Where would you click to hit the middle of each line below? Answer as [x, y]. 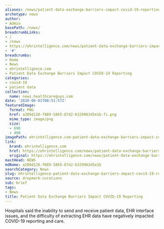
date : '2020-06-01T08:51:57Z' [36, 101]
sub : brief [16, 183]
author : [13, 19]
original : [19, 155]
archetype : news [21, 14]
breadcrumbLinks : [23, 32]
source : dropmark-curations [34, 178]
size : [15, 124]
